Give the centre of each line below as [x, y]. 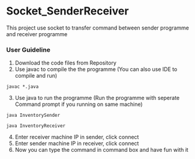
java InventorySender [33, 116]
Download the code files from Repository [66, 63]
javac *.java [22, 87]
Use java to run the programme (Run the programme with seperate [97, 98]
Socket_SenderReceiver [67, 11]
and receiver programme [37, 34]
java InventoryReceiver [36, 126]
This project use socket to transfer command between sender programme [97, 28]
